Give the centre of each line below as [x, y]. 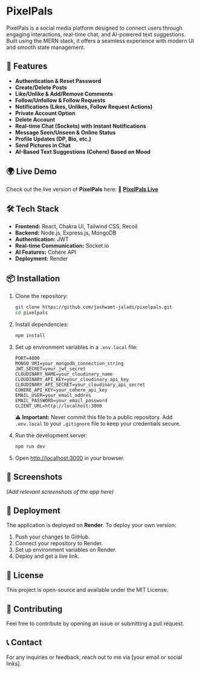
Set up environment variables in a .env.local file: [76, 347]
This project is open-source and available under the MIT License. [87, 590]
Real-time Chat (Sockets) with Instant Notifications [80, 126]
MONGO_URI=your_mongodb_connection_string [69, 363]
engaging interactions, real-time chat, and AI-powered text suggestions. [96, 34]
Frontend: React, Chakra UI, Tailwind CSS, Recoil [76, 227]
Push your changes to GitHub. [53, 537]
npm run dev [30, 446]
